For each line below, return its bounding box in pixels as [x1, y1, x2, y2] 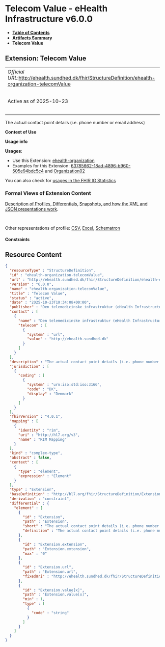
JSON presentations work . [5, 206, 59, 212]
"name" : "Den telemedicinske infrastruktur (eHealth [18, 318, 131, 323]
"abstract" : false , [9, 455, 52, 460]
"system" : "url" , [27, 332, 65, 337]
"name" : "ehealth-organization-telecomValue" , [9, 286, 109, 291]
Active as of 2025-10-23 [7, 98, 68, 105]
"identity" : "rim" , [18, 428, 60, 432]
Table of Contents [12, 29, 50, 35]
